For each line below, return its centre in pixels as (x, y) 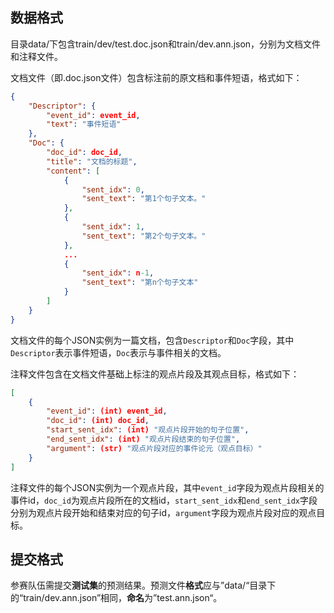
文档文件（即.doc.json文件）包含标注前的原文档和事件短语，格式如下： (156, 77)
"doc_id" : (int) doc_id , (98, 421)
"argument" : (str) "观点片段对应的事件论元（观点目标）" (154, 448)
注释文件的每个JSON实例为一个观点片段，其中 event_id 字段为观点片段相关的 (167, 487)
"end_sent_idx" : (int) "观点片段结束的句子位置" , (143, 439)
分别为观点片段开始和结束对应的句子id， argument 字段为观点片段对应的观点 (163, 512)
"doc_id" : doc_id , (84, 153)
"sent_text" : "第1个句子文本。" (144, 199)
